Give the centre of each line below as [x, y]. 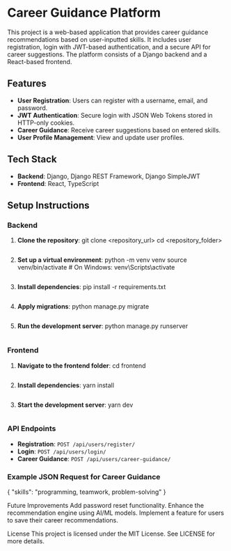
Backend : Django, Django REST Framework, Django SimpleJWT [109, 176]
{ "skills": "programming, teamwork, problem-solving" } [87, 492]
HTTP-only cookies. [46, 123]
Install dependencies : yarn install [66, 385]
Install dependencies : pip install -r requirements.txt [91, 287]
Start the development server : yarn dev [75, 405]
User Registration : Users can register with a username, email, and [112, 100]
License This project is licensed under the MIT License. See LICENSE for [111, 534]
